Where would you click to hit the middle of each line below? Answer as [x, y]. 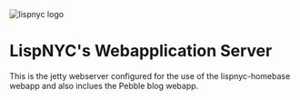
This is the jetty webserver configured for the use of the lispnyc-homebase [150, 75]
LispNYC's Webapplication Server [141, 51]
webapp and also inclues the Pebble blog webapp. [104, 85]
